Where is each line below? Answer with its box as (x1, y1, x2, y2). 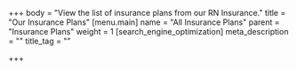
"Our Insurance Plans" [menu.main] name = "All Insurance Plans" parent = (8, 17, 280, 27)
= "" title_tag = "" (8, 35, 71, 46)
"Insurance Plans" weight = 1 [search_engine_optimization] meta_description (8, 27, 289, 36)
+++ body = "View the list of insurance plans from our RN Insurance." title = (8, 8, 286, 18)
